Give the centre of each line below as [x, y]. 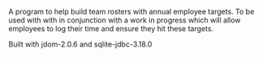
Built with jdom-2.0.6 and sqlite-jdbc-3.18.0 [80, 44]
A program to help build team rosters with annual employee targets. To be [131, 12]
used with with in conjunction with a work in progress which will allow [125, 20]
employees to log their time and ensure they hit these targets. [111, 28]
